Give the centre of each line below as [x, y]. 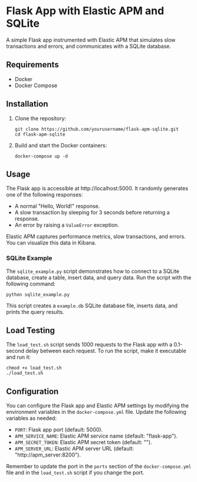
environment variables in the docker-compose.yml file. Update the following [96, 412]
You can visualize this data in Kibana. [51, 243]
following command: [31, 284]
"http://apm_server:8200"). [48, 455]
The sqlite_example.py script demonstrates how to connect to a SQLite [93, 271]
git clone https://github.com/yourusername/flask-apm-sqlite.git [96, 129]
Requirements [32, 65]
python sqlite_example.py [38, 294]
